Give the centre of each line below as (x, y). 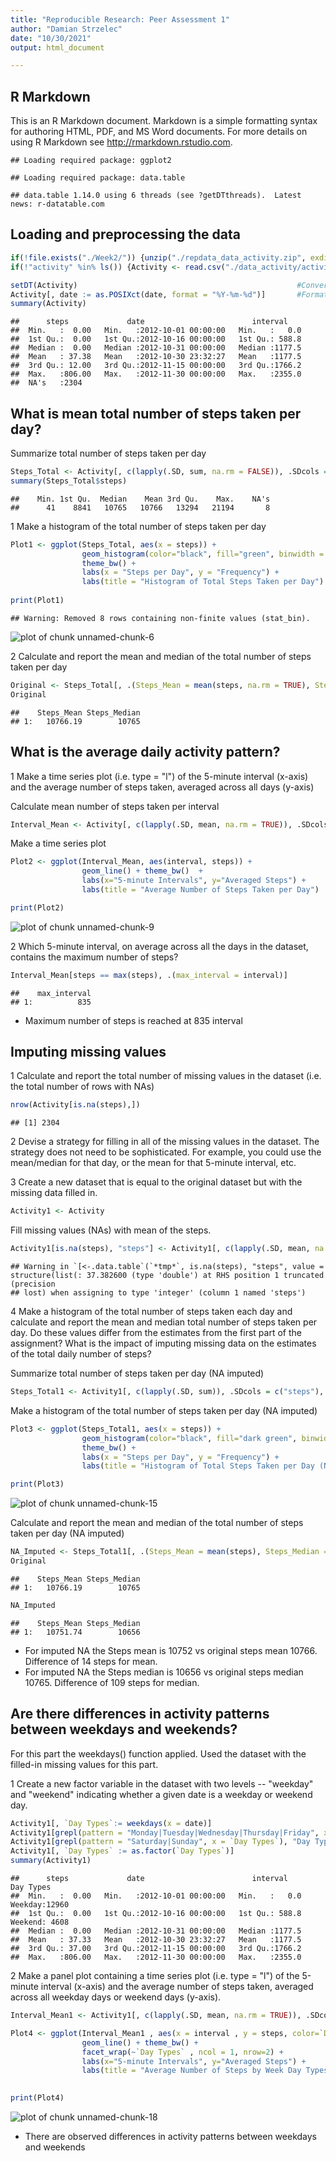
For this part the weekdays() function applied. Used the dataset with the (158, 1753)
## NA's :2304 (46, 383)
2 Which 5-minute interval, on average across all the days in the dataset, (159, 946)
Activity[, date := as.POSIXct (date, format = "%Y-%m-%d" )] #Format (169, 294)
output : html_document (57, 47)
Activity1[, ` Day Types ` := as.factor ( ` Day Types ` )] (122, 1851)
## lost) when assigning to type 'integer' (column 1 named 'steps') (158, 1293)
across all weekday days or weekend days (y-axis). (116, 1997)
